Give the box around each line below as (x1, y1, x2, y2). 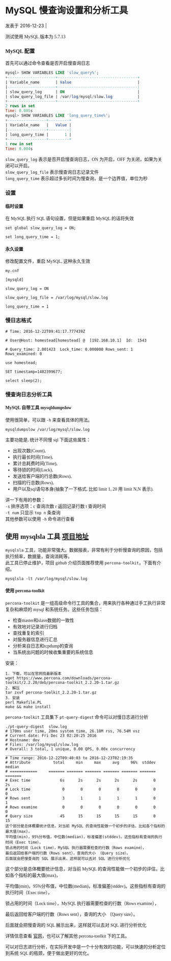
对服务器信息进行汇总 (12, 637, 58, 642)
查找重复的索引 (12, 630, 44, 636)
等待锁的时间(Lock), (12, 467, 53, 473)
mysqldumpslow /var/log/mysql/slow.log (5, 427, 90, 432)
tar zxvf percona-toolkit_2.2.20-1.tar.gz (5, 690, 97, 695)
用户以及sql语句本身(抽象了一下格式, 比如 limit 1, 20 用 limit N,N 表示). (12, 486, 154, 492)
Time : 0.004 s (5, 146, 33, 151)
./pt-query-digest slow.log (5, 724, 67, 729)
